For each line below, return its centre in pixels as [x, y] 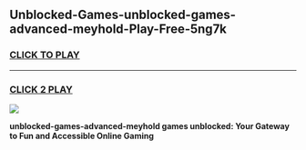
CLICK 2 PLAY [41, 89]
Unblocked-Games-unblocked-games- [123, 15]
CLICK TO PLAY [45, 55]
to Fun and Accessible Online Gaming [82, 135]
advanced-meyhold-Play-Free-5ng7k [118, 30]
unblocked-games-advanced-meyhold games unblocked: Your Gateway [149, 125]
